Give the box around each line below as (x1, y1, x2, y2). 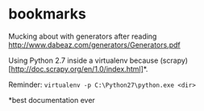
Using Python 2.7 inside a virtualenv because (8, 55, 159, 65)
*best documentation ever (8, 95, 95, 105)
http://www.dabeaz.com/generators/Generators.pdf (8, 39, 181, 49)
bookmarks (8, 5, 86, 23)
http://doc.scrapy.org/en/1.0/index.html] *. (10, 64, 148, 73)
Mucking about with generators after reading (8, 31, 157, 41)
